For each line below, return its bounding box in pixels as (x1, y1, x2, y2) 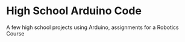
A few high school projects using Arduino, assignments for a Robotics (6, 24, 179, 31)
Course (6, 30, 25, 37)
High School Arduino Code (6, 4, 142, 18)
